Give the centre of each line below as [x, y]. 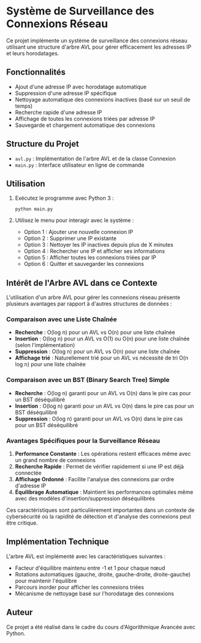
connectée [28, 473]
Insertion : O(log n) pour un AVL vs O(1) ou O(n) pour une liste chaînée [102, 339]
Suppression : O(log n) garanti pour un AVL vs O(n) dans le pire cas [99, 419]
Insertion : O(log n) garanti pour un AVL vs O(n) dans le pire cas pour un [104, 406]
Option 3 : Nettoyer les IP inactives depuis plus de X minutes [99, 245]
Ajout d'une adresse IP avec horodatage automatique [81, 87]
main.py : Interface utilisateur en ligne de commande [79, 165]
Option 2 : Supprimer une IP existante [70, 238]
